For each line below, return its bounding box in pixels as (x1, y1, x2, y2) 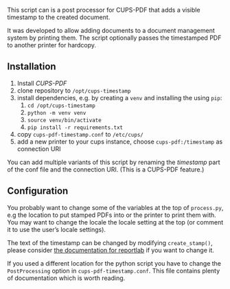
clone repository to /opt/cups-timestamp (16, 86, 131, 95)
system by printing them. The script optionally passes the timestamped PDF (7, 34, 222, 42)
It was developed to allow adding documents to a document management (7, 27, 215, 34)
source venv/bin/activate (27, 117, 102, 124)
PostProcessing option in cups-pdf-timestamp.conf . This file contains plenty (7, 266, 220, 275)
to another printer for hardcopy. (7, 41, 97, 49)
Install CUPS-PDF (16, 79, 67, 87)
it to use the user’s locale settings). (7, 225, 106, 233)
